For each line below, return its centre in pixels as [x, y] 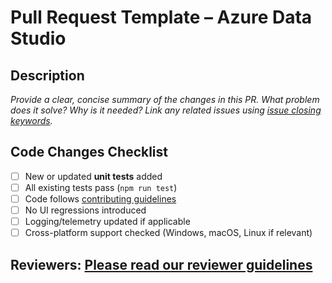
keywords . [31, 120]
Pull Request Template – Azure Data [161, 17]
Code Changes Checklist [89, 152]
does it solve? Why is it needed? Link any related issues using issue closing [166, 110]
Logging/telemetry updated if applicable [107, 222]
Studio [38, 38]
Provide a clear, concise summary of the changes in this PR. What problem [165, 99]
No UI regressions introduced [85, 210]
